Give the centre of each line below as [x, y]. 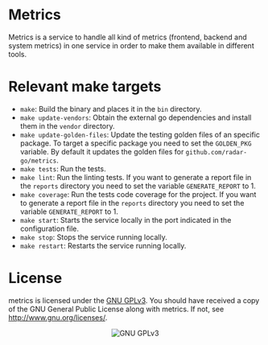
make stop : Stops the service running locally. [93, 237]
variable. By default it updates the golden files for [102, 151]
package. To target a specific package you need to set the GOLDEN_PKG [136, 143]
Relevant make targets [85, 87]
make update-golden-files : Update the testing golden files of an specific [140, 134]
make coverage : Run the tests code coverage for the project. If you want [138, 194]
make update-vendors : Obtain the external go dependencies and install [136, 117]
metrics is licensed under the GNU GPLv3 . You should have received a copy [134, 300]
